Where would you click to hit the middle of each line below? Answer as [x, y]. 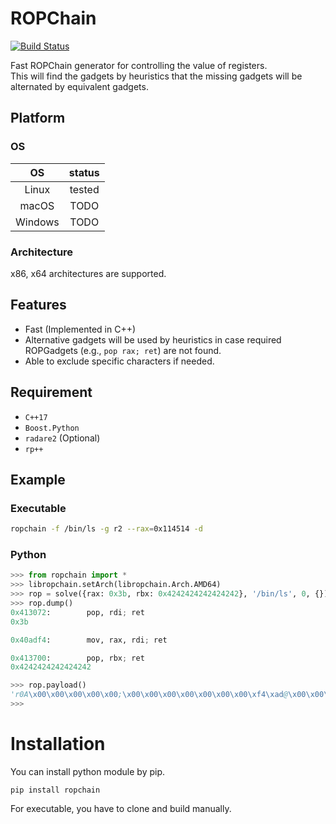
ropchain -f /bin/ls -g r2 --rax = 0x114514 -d [106, 529]
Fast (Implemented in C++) [80, 329]
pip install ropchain [55, 790]
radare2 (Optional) [62, 438]
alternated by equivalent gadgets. [79, 86]
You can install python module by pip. [88, 771]
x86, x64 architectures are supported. [88, 273]
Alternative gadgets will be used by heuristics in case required [153, 339]
